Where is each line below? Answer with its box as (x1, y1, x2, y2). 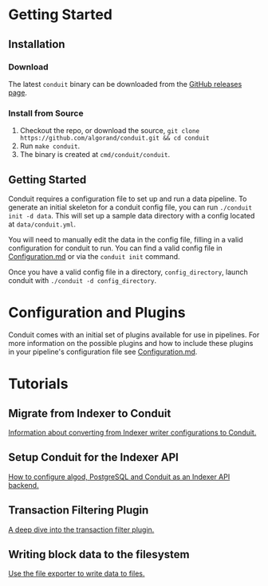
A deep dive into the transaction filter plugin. (8, 525, 155, 534)
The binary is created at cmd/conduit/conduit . (19, 150, 171, 159)
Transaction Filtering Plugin (8, 504, 149, 517)
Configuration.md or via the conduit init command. (8, 251, 181, 261)
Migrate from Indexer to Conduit (8, 407, 171, 420)
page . (8, 88, 28, 97)
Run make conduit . (19, 141, 81, 151)
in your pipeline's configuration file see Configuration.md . (8, 347, 198, 356)
